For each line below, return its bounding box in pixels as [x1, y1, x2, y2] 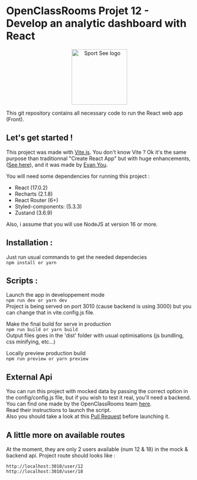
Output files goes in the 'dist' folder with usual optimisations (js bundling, [6, 332, 185, 339]
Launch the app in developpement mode [6, 291, 105, 299]
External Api [6, 372, 53, 382]
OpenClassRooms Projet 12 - [6, 4, 150, 18]
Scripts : [6, 275, 38, 286]
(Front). [6, 115, 25, 122]
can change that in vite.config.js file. [6, 309, 95, 316]
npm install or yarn [6, 260, 57, 265]
